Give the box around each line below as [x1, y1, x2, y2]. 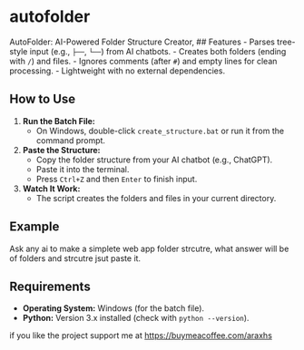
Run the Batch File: [22, 115, 95, 126]
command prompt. [35, 134, 106, 146]
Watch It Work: [22, 183, 81, 194]
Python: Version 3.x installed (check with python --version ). [22, 313, 250, 324]
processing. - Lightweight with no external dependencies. [9, 65, 225, 76]
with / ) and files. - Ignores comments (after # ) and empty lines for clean [9, 55, 278, 66]
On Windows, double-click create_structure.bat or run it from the [35, 125, 284, 136]
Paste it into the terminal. [35, 163, 130, 174]
